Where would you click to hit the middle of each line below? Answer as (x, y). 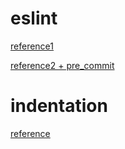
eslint (34, 18)
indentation (59, 106)
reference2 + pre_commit (62, 65)
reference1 (32, 46)
